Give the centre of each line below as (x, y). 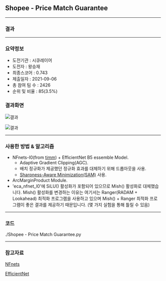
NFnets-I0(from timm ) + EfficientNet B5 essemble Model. (70, 157)
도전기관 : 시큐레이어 (32, 60)
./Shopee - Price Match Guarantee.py (43, 234)
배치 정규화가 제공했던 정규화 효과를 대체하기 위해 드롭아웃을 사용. (83, 168)
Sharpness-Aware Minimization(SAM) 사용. (63, 175)
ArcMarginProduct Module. (40, 180)
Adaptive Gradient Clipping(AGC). (54, 163)
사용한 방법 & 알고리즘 (30, 146)
